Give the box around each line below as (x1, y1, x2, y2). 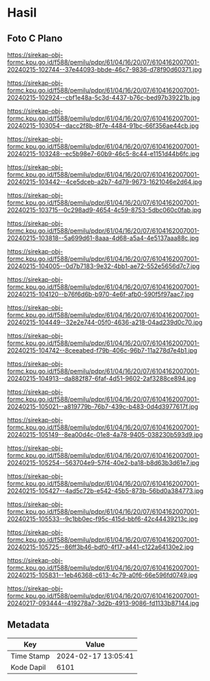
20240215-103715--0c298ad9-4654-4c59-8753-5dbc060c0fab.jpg (7, 206, 202, 214)
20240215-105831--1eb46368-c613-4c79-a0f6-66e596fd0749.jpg (7, 571, 198, 579)
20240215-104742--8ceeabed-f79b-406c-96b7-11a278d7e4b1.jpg (7, 346, 198, 354)
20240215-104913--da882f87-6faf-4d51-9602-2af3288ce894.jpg (7, 375, 196, 382)
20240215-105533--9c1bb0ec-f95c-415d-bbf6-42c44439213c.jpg (7, 515, 198, 523)
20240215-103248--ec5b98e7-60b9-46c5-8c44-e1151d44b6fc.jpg (7, 150, 200, 158)
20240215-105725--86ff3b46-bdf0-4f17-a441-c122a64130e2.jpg (7, 543, 194, 551)
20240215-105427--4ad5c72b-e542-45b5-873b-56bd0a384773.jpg (7, 487, 204, 495)
